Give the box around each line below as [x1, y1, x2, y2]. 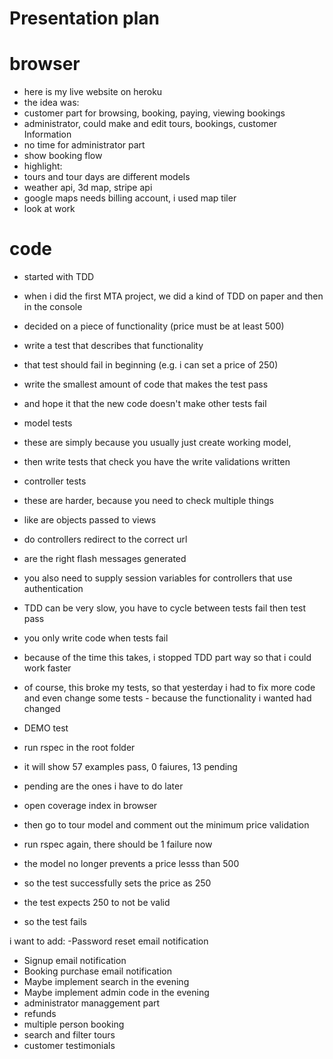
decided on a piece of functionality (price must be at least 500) [23, 320, 285, 332]
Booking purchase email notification [23, 965, 172, 977]
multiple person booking [23, 1018, 125, 1031]
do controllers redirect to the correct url [23, 533, 188, 546]
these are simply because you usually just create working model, [23, 437, 292, 449]
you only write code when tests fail [23, 632, 169, 644]
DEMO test [23, 722, 69, 734]
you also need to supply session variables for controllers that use [23, 572, 293, 584]
